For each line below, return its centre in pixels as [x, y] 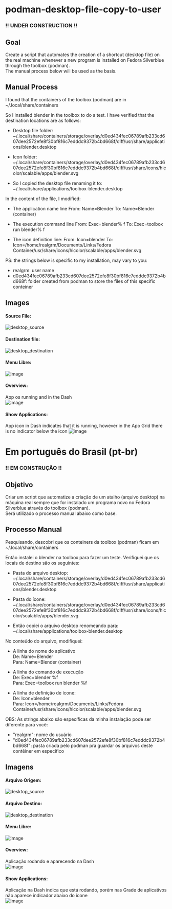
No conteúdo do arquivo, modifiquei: [44, 641]
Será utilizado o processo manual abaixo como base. [61, 513]
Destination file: [23, 339]
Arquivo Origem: [24, 780]
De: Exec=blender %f [35, 677]
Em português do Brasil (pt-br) [72, 452]
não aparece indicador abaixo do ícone [47, 896]
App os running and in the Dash [39, 397]
